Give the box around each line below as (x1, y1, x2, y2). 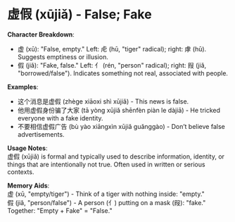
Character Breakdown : (7, 30, 75, 39)
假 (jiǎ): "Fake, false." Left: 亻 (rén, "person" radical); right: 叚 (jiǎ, (17, 61, 207, 69)
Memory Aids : (7, 181, 50, 190)
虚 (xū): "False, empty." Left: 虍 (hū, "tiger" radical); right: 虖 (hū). (17, 44, 207, 53)
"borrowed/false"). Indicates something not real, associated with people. (17, 68, 229, 78)
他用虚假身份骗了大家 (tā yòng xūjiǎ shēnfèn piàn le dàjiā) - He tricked (17, 106, 220, 114)
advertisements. (17, 130, 65, 138)
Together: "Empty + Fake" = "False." (7, 206, 113, 215)
